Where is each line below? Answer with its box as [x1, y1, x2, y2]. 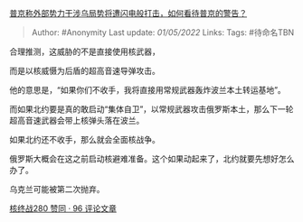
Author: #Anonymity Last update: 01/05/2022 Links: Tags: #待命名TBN [31, 27, 295, 38]
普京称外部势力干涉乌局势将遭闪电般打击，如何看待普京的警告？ [9, 8, 247, 18]
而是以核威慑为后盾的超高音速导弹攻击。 [9, 66, 160, 76]
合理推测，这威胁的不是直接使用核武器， [9, 46, 160, 57]
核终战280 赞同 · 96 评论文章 [9, 203, 118, 214]
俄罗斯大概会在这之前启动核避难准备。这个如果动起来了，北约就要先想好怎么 [9, 153, 295, 164]
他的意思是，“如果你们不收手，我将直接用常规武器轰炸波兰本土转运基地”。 [9, 85, 287, 95]
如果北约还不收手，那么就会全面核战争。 [9, 134, 160, 144]
